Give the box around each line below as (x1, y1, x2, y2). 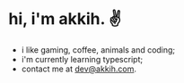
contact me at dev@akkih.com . (21, 63, 136, 74)
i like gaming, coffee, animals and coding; (21, 44, 176, 55)
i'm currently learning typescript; (21, 54, 144, 64)
